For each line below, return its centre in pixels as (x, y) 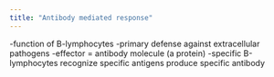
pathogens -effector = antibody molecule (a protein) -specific (126, 53)
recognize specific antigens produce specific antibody (163, 63)
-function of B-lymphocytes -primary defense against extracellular (135, 43)
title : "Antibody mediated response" (81, 18)
